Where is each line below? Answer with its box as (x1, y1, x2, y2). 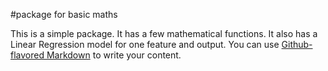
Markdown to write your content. (46, 49, 182, 61)
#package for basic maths (10, 9, 118, 20)
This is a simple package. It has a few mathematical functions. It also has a (10, 28, 318, 39)
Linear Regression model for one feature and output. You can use (10, 39, 280, 50)
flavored (10, 49, 45, 61)
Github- (281, 39, 313, 50)
